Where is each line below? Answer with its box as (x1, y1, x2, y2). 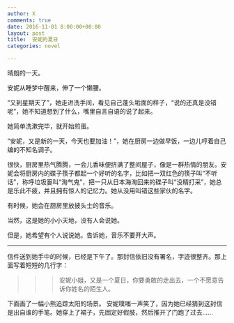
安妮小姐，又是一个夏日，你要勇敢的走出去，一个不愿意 (58, 276, 218, 284)
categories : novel (7, 43, 61, 50)
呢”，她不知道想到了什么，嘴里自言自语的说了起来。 (7, 107, 157, 115)
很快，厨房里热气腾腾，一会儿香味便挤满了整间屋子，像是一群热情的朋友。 (7, 160, 221, 168)
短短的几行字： (25, 261, 68, 269)
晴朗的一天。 (7, 69, 44, 77)
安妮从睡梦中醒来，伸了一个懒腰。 (7, 84, 105, 91)
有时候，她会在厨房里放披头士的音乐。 (7, 202, 117, 209)
